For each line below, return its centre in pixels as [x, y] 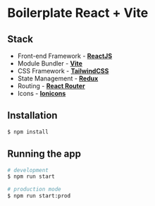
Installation [32, 115]
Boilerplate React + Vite [78, 13]
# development [28, 170]
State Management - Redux [58, 78]
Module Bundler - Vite [50, 63]
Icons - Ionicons [42, 93]
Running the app [44, 154]
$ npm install [28, 132]
